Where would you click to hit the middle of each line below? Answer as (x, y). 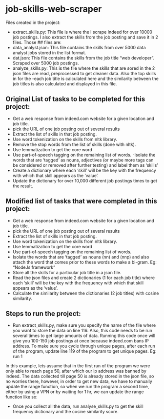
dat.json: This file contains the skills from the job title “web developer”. (83, 58)
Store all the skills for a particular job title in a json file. (67, 272)
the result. (23, 186)
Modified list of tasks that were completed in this (82, 201)
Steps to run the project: (43, 313)
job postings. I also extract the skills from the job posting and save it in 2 (85, 37)
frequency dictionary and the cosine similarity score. (66, 412)
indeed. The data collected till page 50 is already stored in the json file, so (80, 376)
